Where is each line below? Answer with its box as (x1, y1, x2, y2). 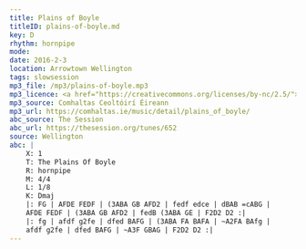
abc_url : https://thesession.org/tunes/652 (9, 124, 178, 133)
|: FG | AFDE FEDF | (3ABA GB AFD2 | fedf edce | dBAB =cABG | (25, 200, 271, 210)
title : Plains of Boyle (9, 13, 100, 23)
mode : (9, 47, 30, 57)
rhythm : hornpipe (9, 38, 76, 48)
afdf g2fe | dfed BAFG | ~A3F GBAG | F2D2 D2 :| (25, 225, 214, 234)
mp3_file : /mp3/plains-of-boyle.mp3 (9, 81, 148, 90)
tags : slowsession (9, 73, 79, 82)
